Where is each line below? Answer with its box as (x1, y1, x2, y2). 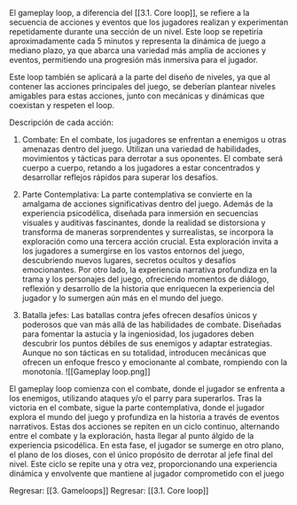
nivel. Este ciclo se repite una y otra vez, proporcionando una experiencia (9, 459, 277, 469)
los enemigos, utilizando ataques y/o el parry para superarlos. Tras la (9, 393, 262, 403)
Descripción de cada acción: (9, 117, 114, 128)
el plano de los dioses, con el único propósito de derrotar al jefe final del (9, 449, 273, 460)
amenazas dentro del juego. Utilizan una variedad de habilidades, (21, 144, 262, 154)
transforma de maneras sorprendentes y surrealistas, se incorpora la (21, 227, 274, 237)
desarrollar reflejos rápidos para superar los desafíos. (21, 172, 219, 183)
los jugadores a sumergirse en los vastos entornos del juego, (21, 245, 246, 256)
